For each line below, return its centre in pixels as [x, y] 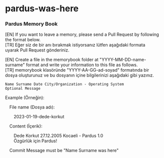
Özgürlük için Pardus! [36, 141]
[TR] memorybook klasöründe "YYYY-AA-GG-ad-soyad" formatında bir [77, 70]
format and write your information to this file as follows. [82, 65]
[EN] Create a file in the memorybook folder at [52, 60]
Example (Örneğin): [25, 98]
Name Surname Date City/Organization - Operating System [65, 84]
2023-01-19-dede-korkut [39, 117]
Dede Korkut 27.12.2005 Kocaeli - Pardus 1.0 [59, 136]
